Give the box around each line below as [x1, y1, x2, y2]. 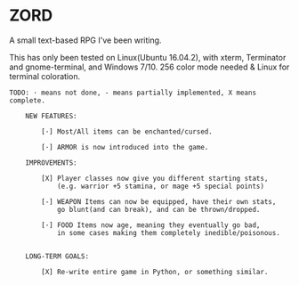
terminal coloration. [9, 70, 81, 81]
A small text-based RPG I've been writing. [9, 35, 162, 45]
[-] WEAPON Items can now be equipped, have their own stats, [41, 197, 277, 206]
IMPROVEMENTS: [25, 158, 77, 167]
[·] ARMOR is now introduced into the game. [41, 142, 209, 151]
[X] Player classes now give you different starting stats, [41, 174, 269, 183]
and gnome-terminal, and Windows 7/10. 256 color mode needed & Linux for [9, 61, 290, 72]
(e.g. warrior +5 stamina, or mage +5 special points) [56, 182, 265, 191]
